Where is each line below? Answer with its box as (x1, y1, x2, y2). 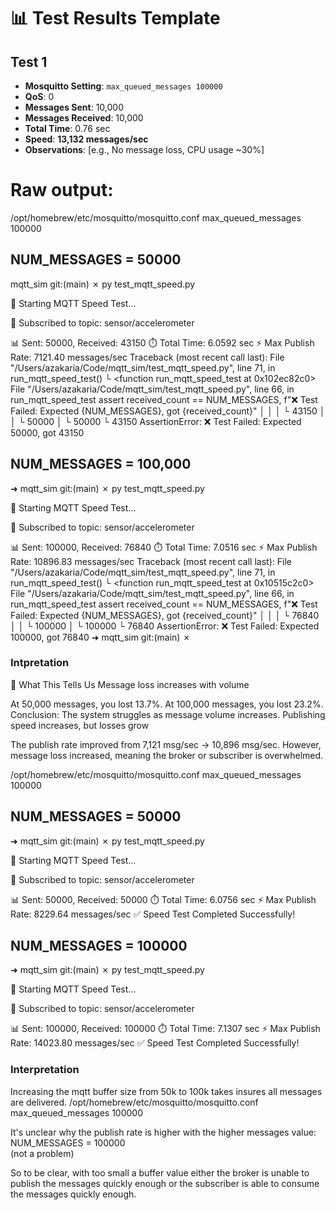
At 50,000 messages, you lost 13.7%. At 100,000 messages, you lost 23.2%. (10, 698, 324, 710)
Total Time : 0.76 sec (24, 123, 111, 134)
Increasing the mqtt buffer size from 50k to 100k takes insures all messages (10, 1085, 323, 1097)
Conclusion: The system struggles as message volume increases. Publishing (10, 708, 326, 720)
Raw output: (10, 179, 114, 202)
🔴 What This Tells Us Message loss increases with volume (10, 678, 250, 690)
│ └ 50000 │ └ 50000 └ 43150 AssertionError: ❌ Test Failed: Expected (10, 415, 302, 427)
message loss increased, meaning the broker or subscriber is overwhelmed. (10, 749, 324, 761)
